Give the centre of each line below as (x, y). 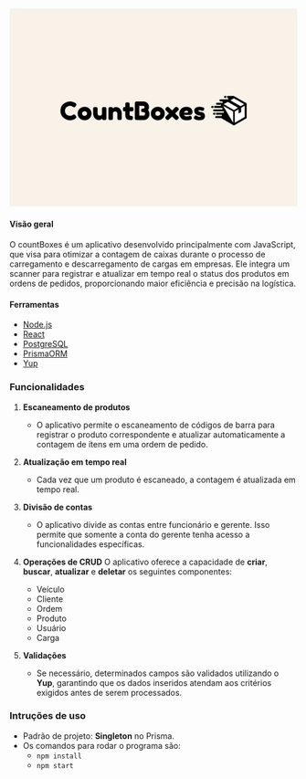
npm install (59, 756)
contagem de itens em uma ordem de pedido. (122, 444)
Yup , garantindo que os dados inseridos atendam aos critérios (154, 682)
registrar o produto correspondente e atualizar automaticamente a (161, 434)
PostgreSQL (45, 344)
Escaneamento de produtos (76, 407)
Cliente (50, 599)
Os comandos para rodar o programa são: (101, 745)
